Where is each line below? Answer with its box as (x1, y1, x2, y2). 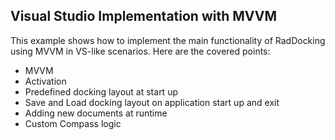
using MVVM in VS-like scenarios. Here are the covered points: (10, 45, 271, 57)
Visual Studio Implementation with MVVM (10, 8, 278, 25)
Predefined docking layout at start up (24, 85, 178, 98)
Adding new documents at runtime (24, 107, 168, 119)
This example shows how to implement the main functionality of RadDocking (10, 34, 326, 46)
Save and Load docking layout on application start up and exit (24, 96, 280, 108)
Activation (24, 75, 67, 87)
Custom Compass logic (24, 117, 122, 129)
